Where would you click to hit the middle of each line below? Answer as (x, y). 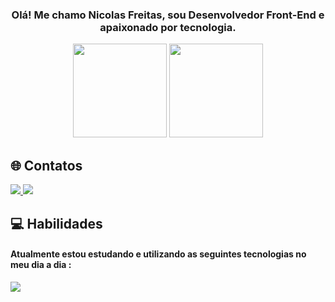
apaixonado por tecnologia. (168, 27)
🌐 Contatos (46, 165)
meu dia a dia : (41, 265)
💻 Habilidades (56, 223)
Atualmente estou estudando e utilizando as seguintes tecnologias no (158, 254)
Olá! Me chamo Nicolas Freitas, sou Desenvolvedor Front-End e (168, 15)
